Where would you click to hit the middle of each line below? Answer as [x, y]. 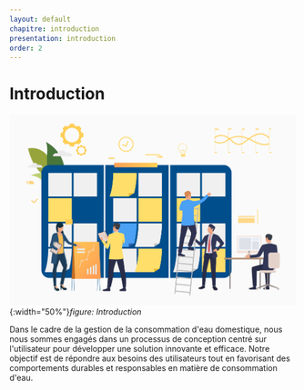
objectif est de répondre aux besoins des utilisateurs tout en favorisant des [150, 358]
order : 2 [26, 48]
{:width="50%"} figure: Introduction [76, 311]
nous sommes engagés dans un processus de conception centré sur [138, 339]
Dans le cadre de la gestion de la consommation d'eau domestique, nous [146, 329]
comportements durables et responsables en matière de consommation [143, 367]
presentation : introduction [63, 38]
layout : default [40, 19]
